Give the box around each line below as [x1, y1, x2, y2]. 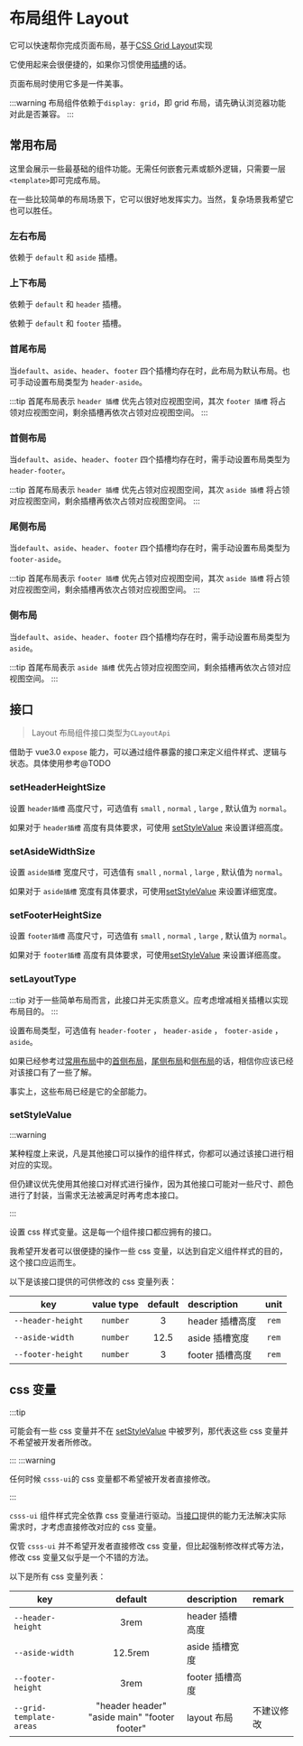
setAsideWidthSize [9, 845, 96, 857]
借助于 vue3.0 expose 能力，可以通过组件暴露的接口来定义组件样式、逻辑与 [9, 746, 287, 758]
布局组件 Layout [9, 8, 129, 29]
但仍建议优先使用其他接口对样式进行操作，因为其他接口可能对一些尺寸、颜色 [9, 1178, 294, 1189]
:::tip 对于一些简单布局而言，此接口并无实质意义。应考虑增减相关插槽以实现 [9, 994, 289, 1005]
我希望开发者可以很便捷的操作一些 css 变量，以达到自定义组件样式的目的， [9, 1245, 288, 1256]
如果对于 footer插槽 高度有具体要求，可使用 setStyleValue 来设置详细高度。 [9, 949, 286, 961]
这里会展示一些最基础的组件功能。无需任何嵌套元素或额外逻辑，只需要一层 [9, 163, 286, 174]
